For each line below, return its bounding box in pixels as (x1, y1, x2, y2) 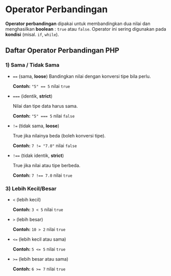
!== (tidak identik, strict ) (12, 152, 64, 158)
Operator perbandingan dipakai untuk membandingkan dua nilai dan (5, 20, 151, 27)
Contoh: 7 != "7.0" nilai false (12, 142, 77, 149)
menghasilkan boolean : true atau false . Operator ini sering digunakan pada (5, 26, 166, 32)
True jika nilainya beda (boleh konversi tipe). (12, 132, 106, 139)
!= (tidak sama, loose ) (12, 123, 60, 129)
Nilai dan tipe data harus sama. (12, 103, 78, 109)
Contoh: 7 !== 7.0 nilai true (12, 172, 72, 178)
